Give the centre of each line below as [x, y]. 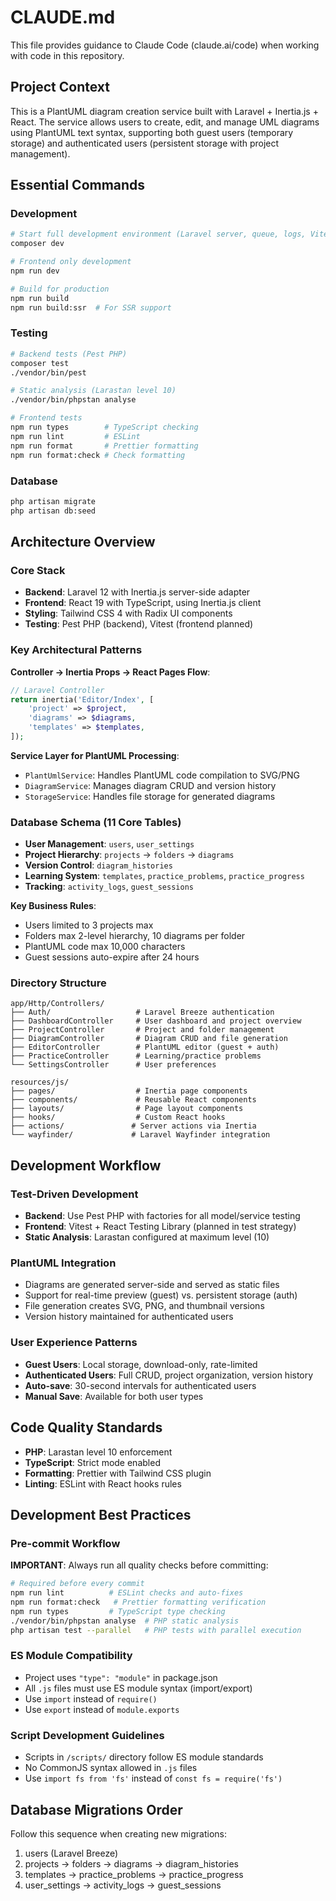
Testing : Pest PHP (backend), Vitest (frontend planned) [139, 624]
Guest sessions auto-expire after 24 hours [112, 957]
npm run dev [35, 271]
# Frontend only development [71, 262]
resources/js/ [40, 1082]
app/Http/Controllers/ [57, 1004]
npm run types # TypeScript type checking [118, 1611]
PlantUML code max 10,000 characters [105, 947]
